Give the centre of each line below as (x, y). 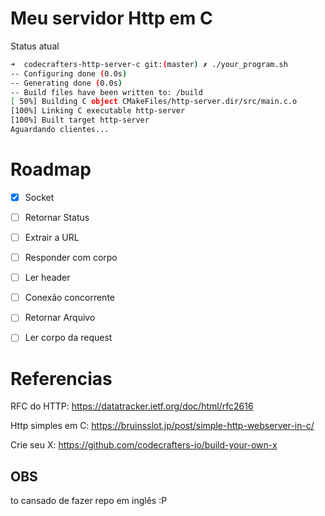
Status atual (35, 46)
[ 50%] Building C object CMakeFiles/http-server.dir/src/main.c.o (154, 102)
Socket (39, 197)
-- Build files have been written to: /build (106, 92)
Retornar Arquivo (60, 318)
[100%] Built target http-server (80, 120)
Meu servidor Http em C (111, 18)
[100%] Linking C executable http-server (98, 111)
